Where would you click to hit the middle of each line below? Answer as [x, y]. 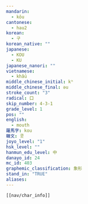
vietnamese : [20, 71]
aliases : [16, 180]
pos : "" [15, 114]
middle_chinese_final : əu [37, 87]
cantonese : [19, 22]
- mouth [21, 125]
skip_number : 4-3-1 [30, 103]
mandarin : [18, 11]
